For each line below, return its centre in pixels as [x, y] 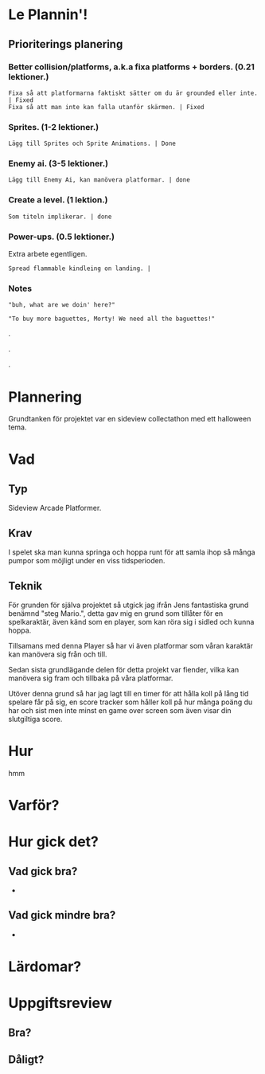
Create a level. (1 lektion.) [58, 200]
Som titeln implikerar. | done [60, 217]
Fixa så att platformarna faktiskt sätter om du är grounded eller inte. [133, 93]
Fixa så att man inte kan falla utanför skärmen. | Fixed [106, 107]
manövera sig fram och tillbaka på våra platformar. [91, 678]
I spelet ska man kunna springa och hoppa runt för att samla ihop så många [132, 552]
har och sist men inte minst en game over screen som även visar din [120, 710]
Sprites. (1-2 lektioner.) [54, 127]
